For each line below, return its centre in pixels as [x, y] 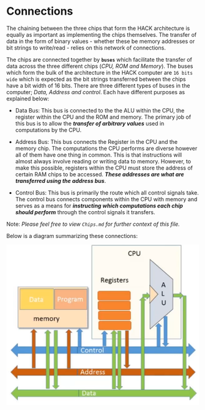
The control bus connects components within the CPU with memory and [106, 199]
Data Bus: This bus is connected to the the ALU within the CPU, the [100, 110]
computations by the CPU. [48, 130]
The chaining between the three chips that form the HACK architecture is [98, 28]
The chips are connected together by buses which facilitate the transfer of [99, 59]
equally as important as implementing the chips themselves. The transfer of [102, 34]
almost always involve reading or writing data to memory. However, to [103, 161]
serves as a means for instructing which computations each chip [99, 206]
